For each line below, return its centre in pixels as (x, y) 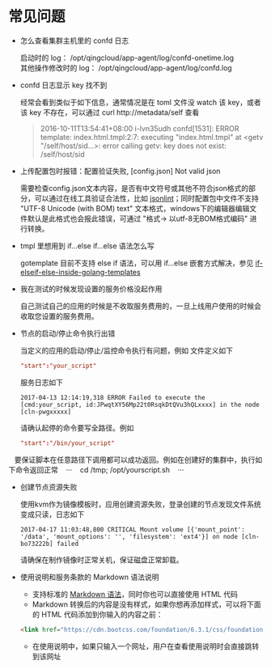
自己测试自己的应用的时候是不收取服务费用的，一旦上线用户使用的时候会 (140, 306)
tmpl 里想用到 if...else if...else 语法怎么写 (87, 246)
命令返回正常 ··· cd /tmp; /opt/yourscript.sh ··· (100, 469)
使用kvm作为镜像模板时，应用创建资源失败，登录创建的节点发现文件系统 (140, 504)
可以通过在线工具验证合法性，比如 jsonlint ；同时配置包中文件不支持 (146, 198)
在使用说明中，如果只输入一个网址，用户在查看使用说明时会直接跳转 (146, 646)
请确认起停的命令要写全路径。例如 (77, 428)
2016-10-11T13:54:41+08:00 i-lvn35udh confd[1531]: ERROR (140, 128)
